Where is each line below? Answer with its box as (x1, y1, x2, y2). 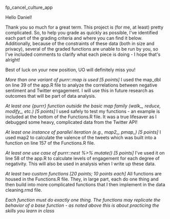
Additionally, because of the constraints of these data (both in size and (5, 40, 155, 47)
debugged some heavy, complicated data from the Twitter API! (5, 119, 138, 125)
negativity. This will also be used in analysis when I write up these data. (5, 161, 156, 167)
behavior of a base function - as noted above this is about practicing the (5, 202, 160, 208)
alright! (5, 57, 20, 63)
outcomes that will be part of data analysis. (5, 93, 96, 99)
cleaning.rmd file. (5, 187, 42, 193)
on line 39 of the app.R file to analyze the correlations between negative (5, 82, 158, 88)
